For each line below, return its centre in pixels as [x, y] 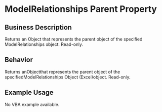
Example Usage [29, 93]
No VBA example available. [32, 104]
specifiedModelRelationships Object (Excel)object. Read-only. [68, 77]
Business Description [38, 27]
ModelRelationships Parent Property [81, 9]
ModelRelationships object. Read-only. [44, 44]
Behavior [19, 60]
